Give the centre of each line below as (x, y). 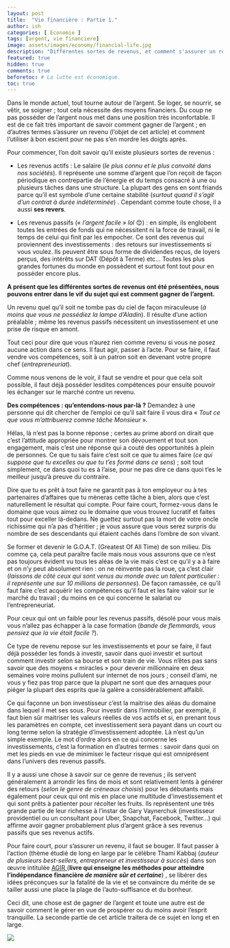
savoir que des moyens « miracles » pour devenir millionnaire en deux (105, 668)
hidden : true (26, 64)
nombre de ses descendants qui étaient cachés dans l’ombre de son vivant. (114, 534)
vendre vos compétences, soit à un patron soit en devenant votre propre (109, 357)
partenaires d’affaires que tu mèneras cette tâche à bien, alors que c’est (108, 498)
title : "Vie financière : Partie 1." (62, 20)
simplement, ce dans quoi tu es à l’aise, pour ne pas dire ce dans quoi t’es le (115, 470)
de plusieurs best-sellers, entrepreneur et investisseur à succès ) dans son (112, 860)
